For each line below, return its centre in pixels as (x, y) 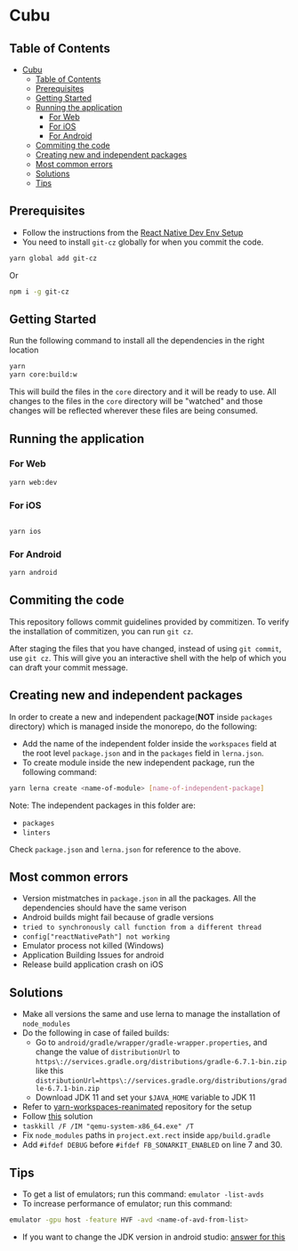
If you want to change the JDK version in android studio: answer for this (153, 1237)
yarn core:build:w (43, 375)
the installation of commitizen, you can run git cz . (101, 631)
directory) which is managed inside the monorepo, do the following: (133, 726)
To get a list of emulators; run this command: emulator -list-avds (143, 1194)
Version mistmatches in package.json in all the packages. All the (139, 899)
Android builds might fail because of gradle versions (118, 917)
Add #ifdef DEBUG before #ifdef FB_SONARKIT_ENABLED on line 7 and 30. (152, 1145)
